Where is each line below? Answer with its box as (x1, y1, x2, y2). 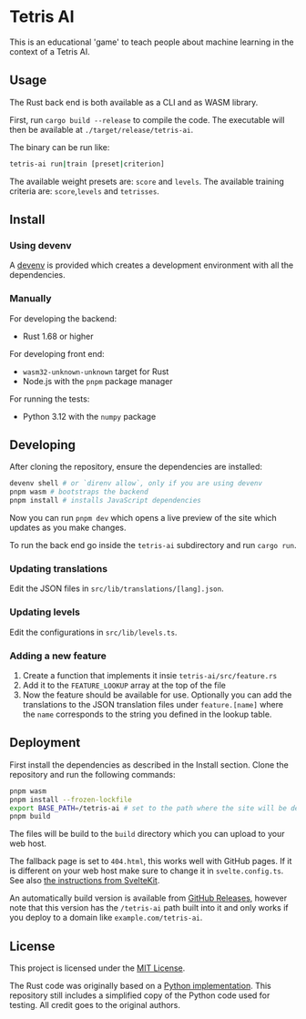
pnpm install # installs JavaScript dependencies (9, 496, 202, 505)
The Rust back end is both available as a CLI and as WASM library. (9, 97, 259, 107)
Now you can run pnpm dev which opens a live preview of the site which (9, 513, 278, 524)
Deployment (9, 735, 81, 750)
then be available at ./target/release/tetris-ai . (9, 124, 194, 135)
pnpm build (9, 812, 51, 821)
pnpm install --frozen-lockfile (9, 795, 132, 804)
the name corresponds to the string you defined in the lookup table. (22, 708, 272, 719)
